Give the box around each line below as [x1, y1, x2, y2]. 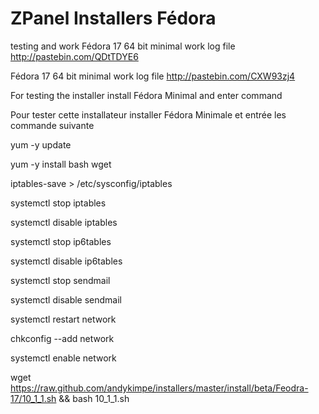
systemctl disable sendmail [10, 293, 123, 306]
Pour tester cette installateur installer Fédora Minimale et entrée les [10, 108, 287, 121]
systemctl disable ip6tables [10, 255, 123, 267]
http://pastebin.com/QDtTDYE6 [10, 50, 139, 62]
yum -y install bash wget [10, 158, 112, 170]
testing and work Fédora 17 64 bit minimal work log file [10, 40, 236, 52]
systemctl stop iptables [10, 197, 107, 209]
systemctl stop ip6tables [10, 235, 112, 247]
